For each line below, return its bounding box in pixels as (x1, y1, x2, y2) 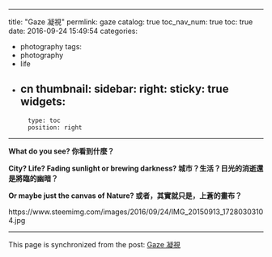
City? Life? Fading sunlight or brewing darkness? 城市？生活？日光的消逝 (8, 163, 257, 173)
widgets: (19, 95, 66, 109)
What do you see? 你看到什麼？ (8, 146, 115, 156)
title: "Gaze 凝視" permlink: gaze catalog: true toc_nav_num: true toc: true (8, 17, 253, 27)
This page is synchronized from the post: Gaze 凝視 (8, 239, 181, 249)
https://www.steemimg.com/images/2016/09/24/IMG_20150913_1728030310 (8, 207, 264, 217)
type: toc (28, 116, 61, 124)
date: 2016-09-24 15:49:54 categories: (8, 26, 138, 36)
